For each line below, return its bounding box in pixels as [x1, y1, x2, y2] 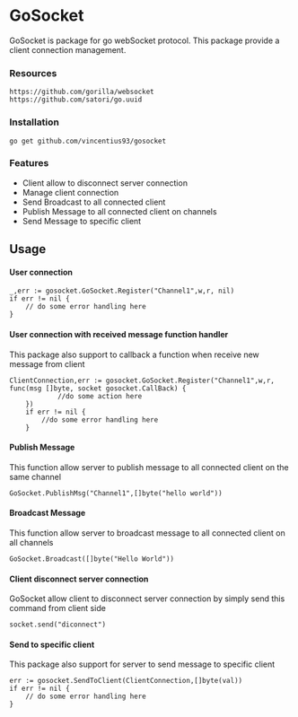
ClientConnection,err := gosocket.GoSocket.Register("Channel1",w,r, [9, 376, 276, 385]
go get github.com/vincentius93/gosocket [9, 136, 167, 145]
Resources [9, 66, 57, 79]
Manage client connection [22, 187, 119, 197]
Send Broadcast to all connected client [22, 197, 166, 207]
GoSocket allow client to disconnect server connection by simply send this [9, 593, 285, 604]
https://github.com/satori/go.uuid [9, 95, 143, 104]
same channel [9, 471, 61, 482]
